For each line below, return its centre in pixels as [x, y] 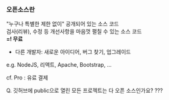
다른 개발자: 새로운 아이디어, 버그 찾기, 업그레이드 [73, 52]
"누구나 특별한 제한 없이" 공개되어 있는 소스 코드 [63, 24]
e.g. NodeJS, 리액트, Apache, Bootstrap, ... [59, 65]
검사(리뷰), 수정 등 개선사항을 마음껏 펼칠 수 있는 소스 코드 [74, 32]
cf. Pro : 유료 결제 [27, 78]
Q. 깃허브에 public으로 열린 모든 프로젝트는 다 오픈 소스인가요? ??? [84, 91]
